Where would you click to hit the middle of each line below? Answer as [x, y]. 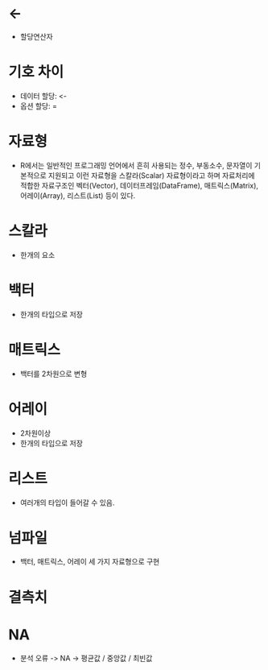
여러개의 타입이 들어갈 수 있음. [67, 502]
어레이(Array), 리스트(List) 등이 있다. [78, 195]
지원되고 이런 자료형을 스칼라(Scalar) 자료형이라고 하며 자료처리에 [151, 175]
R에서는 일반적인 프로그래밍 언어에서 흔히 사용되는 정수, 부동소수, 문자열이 [136, 165]
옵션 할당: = [39, 105]
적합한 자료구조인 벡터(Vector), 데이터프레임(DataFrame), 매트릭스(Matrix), [139, 185]
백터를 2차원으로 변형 [54, 374]
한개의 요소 [37, 254]
